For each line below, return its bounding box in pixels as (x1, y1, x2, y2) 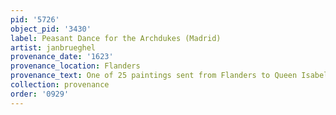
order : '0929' (10, 89, 70, 99)
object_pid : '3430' (10, 24, 92, 34)
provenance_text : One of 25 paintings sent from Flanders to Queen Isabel (10, 71, 329, 81)
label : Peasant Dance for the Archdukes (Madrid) (10, 33, 222, 43)
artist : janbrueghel (10, 42, 97, 53)
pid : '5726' (10, 14, 60, 25)
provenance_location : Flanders (10, 61, 141, 71)
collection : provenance (10, 80, 110, 90)
